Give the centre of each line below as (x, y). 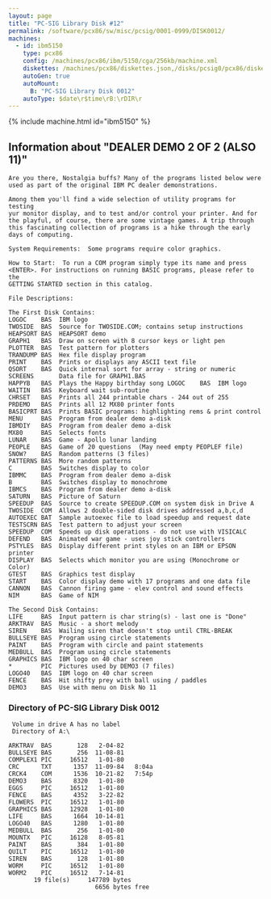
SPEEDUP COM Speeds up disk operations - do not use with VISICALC (128, 532)
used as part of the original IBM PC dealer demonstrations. (113, 186)
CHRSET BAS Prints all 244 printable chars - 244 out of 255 (119, 398)
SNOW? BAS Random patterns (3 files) (79, 454)
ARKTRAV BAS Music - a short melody (73, 624)
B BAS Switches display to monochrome (88, 483)
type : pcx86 (43, 53)
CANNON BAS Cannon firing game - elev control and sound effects (126, 589)
